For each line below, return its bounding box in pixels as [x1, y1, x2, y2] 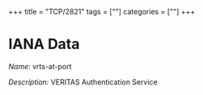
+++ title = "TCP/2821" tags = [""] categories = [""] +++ [8, 7, 196, 16]
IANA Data [8, 35, 80, 53]
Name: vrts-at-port [8, 61, 72, 71]
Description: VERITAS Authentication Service [8, 76, 158, 87]
